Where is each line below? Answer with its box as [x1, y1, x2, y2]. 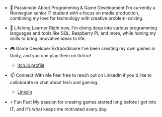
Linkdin [17, 89, 32, 95]
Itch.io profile [17, 62, 45, 68]
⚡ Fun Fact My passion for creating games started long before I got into [9, 99, 157, 105]
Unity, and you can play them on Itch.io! [9, 53, 91, 58]
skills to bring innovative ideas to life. [9, 35, 86, 41]
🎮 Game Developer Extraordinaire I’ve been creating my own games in [9, 45, 156, 51]
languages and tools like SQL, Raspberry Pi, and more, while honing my [9, 30, 157, 36]
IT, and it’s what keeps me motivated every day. [9, 106, 108, 112]
